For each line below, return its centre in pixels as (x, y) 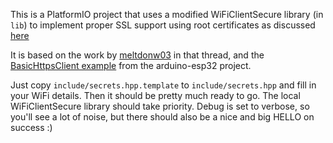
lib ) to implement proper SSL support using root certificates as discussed (163, 25)
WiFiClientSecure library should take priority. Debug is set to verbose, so (160, 106)
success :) (31, 127)
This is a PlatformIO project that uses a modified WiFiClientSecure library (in (167, 14)
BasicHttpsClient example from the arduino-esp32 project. (131, 65)
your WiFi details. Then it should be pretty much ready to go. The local (155, 95)
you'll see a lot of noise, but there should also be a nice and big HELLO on (162, 117)
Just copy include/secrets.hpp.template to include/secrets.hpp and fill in (163, 85)
